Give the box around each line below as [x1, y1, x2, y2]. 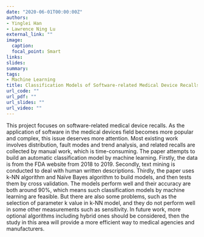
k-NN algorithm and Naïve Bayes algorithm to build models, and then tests [6, 173, 192, 180]
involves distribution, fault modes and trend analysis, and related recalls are [6, 141, 195, 148]
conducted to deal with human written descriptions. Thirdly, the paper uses [6, 167, 194, 174]
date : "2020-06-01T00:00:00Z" [6, 9, 83, 15]
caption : [12, 43, 34, 49]
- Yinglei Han [6, 20, 42, 26]
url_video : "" [6, 105, 42, 111]
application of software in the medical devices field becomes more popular [6, 128, 194, 136]
